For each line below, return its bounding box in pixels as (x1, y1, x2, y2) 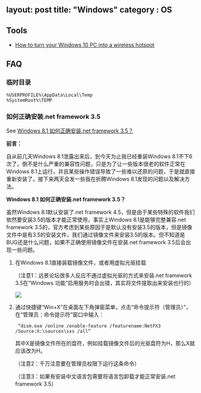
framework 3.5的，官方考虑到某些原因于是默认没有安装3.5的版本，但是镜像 (6, 224, 193, 231)
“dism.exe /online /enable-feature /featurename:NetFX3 (17, 323, 161, 329)
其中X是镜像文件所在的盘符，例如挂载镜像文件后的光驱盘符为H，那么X (14, 340, 190, 347)
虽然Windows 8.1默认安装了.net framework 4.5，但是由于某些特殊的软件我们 (6, 209, 195, 216)
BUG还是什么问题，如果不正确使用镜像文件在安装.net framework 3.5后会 (6, 239, 186, 246)
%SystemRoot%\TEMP (6, 97, 52, 103)
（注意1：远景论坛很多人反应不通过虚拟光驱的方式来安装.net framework (14, 272, 193, 279)
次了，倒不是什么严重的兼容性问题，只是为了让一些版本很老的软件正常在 (6, 160, 185, 168)
